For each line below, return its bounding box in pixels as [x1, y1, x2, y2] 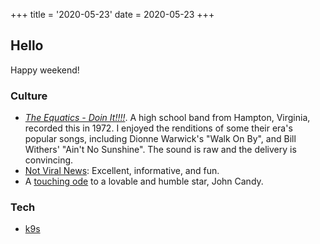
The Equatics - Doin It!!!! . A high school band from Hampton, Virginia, [24, 112, 311, 124]
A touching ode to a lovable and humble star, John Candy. [24, 175, 264, 188]
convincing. [24, 154, 74, 166]
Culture [10, 89, 48, 103]
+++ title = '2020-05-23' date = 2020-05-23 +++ [10, 9, 215, 20]
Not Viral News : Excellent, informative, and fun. [24, 165, 220, 177]
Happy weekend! [10, 64, 80, 76]
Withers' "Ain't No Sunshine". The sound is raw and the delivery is [24, 144, 297, 156]
